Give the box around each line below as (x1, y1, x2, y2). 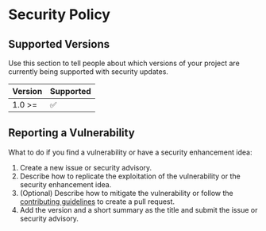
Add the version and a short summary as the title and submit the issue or (19, 205, 258, 214)
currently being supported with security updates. (8, 67, 169, 76)
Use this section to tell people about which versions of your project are (8, 58, 240, 68)
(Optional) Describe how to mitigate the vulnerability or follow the (19, 188, 234, 198)
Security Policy (8, 6, 111, 24)
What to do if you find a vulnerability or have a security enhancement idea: (8, 147, 253, 157)
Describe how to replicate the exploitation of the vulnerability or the (19, 171, 241, 181)
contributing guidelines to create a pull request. (19, 197, 175, 206)
